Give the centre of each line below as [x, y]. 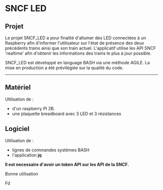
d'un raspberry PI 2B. [33, 108]
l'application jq [27, 155]
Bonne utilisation [22, 174]
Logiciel [17, 129]
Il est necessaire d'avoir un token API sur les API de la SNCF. [67, 164]
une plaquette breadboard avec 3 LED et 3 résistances [66, 114]
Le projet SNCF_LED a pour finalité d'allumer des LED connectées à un [76, 38]
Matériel [18, 88]
